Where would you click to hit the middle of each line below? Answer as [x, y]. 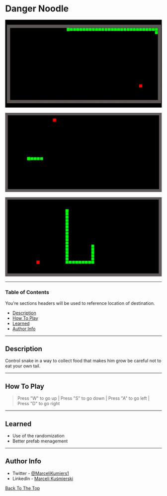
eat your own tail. [23, 366]
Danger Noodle [37, 9]
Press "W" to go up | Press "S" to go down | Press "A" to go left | [83, 398]
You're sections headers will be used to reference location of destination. [80, 303]
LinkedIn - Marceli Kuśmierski [43, 478]
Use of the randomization [38, 436]
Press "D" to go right [39, 404]
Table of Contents [27, 292]
